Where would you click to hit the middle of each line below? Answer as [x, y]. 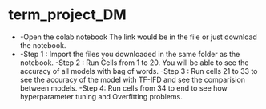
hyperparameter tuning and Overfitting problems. [101, 96]
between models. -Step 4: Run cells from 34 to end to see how [123, 88]
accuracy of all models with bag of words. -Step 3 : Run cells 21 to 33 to [139, 71]
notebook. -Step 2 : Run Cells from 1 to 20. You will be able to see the [134, 63]
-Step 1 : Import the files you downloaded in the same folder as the [130, 54]
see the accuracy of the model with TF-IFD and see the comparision [133, 79]
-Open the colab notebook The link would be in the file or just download [139, 37]
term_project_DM [67, 15]
